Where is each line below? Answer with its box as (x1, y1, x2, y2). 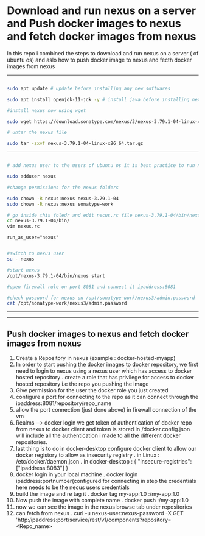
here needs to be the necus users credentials (15, 484, 130, 491)
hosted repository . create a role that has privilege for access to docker (15, 374, 194, 381)
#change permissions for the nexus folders (7, 184, 119, 191)
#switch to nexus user (7, 250, 64, 256)
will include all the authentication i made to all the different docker (15, 432, 181, 439)
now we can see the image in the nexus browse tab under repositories (15, 503, 192, 510)
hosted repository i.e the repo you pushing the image (15, 380, 149, 387)
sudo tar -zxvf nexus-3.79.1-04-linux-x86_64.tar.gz (7, 141, 144, 147)
